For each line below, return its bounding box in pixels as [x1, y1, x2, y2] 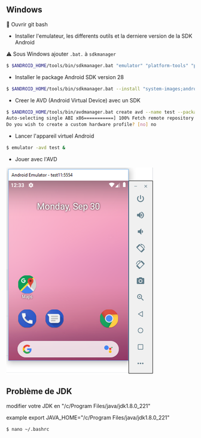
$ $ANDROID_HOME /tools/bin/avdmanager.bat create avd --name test [6, 109, 175, 115]
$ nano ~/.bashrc [6, 426, 50, 432]
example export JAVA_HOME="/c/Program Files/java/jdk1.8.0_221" [6, 413, 170, 421]
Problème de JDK [6, 386, 72, 397]
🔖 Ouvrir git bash [6, 20, 48, 28]
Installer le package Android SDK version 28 [14, 73, 124, 80]
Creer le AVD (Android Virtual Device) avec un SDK [14, 96, 141, 104]
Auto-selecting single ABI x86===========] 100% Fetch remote [6, 115, 165, 122]
